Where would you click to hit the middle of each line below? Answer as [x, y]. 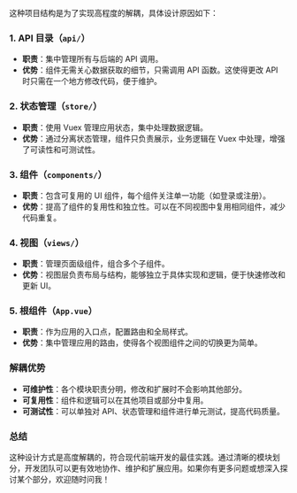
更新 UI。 [38, 286]
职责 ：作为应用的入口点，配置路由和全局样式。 [107, 332]
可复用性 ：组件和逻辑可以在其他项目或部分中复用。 [115, 400]
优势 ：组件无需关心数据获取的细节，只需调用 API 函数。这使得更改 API [150, 70]
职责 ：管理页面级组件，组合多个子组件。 [95, 264]
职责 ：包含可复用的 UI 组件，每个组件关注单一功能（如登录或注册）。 [146, 195]
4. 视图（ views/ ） [47, 243]
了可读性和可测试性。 [61, 150]
